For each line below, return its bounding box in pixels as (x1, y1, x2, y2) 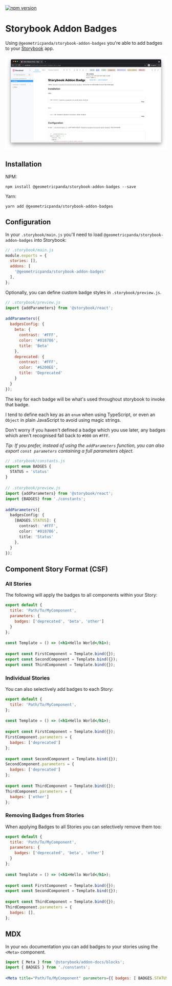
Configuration (5, 218, 51, 226)
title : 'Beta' (18, 343, 50, 348)
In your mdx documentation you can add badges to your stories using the (5, 943, 158, 949)
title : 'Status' (18, 534, 54, 540)
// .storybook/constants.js (5, 458, 66, 463)
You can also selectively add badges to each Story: (5, 686, 114, 692)
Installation (5, 160, 42, 169)
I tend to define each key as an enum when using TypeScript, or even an (5, 411, 156, 418)
